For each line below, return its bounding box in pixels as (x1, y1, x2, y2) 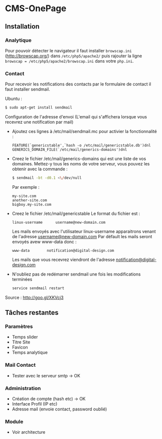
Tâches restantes (5, 309, 59, 317)
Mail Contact (5, 362, 36, 369)
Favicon (12, 344, 28, 350)
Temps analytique (12, 350, 48, 356)
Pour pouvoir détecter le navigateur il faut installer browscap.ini (5, 48, 132, 53)
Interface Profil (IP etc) (12, 401, 58, 407)
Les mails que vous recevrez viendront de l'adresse (12, 257, 115, 262)
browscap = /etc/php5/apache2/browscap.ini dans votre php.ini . (5, 58, 134, 64)
